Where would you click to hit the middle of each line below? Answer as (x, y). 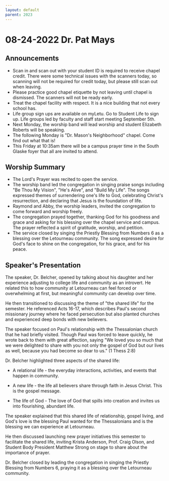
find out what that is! (34, 140)
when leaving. (27, 87)
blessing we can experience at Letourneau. (50, 427)
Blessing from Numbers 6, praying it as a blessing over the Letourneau (79, 468)
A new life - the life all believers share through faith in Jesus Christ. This (87, 386)
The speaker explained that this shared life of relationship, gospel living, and (84, 416)
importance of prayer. (28, 453)
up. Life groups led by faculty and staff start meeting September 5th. (84, 119)
